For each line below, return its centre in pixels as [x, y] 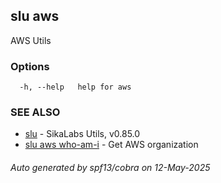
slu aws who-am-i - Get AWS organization [111, 145]
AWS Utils [31, 40]
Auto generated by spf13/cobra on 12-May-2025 [110, 167]
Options [30, 66]
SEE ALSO [35, 112]
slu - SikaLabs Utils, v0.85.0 [82, 134]
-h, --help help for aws [75, 87]
